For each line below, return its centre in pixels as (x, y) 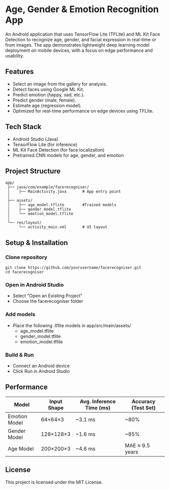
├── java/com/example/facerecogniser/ (48, 187)
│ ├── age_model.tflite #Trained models (62, 205)
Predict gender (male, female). (44, 100)
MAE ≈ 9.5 (137, 445)
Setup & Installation (37, 243)
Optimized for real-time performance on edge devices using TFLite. (83, 111)
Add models (20, 314)
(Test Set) (143, 408)
